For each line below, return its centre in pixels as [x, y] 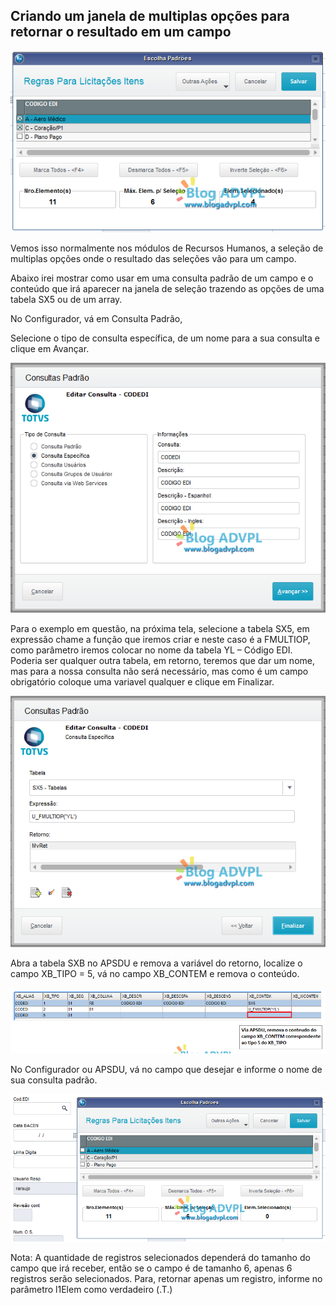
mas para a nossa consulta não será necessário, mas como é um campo [159, 671]
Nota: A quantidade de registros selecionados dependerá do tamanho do [160, 1258]
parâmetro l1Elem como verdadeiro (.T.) [91, 1290]
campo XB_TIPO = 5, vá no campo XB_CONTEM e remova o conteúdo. [155, 973]
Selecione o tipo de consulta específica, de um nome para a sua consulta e [165, 338]
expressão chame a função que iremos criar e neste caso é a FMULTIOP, [160, 640]
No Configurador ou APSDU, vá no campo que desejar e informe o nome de [166, 1070]
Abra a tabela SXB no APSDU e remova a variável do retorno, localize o [156, 963]
